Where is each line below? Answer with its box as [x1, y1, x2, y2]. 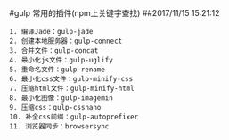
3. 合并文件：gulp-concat [9, 46, 99, 55]
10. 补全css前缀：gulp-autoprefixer [9, 112, 139, 121]
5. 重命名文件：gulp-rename [9, 65, 105, 74]
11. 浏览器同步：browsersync [9, 122, 110, 131]
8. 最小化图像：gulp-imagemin [9, 94, 113, 103]
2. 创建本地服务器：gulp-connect [9, 37, 123, 45]
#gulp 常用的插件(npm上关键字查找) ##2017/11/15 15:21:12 [9, 8, 220, 18]
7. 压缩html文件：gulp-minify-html [9, 84, 135, 93]
